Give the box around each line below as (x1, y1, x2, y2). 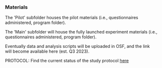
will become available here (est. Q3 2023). (5, 48, 89, 54)
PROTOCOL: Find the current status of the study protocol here (5, 58, 129, 64)
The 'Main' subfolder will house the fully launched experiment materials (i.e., (5, 29, 158, 35)
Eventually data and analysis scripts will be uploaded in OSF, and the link (5, 44, 150, 49)
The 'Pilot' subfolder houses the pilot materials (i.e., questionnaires (5, 15, 139, 21)
